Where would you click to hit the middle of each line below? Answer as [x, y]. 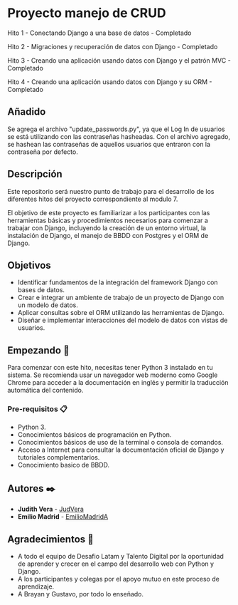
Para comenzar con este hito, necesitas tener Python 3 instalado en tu [110, 368]
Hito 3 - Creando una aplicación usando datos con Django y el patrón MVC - [119, 60]
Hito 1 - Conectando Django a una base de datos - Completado [99, 33]
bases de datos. [41, 290]
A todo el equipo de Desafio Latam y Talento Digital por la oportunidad [120, 557]
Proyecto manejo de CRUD [87, 13]
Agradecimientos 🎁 [51, 539]
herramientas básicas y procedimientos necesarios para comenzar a [108, 220]
